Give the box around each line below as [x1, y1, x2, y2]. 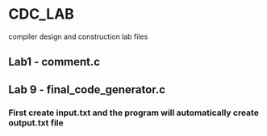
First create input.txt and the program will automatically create [8, 107, 260, 118]
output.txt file [8, 117, 64, 128]
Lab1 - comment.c [8, 55, 101, 69]
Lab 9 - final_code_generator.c [8, 83, 166, 96]
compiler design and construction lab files [8, 32, 148, 41]
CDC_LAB [8, 5, 75, 23]
